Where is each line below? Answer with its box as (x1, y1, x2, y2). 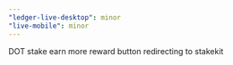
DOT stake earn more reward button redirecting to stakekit (8, 45, 224, 56)
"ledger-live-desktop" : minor (8, 12, 122, 22)
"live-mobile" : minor (8, 21, 90, 30)
